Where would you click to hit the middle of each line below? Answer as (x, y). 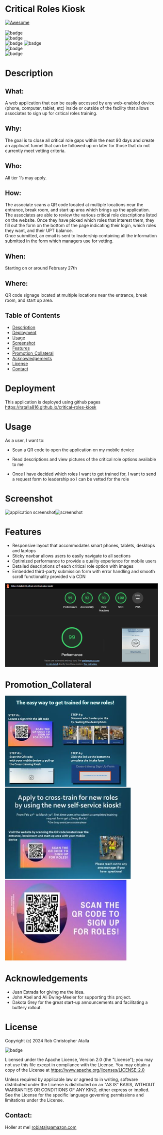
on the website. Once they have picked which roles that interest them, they (80, 220)
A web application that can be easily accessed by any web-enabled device (80, 103)
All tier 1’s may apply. (26, 178)
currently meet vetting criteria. (35, 151)
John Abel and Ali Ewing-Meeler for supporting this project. (72, 997)
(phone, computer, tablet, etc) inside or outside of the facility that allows (77, 108)
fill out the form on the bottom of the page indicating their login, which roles (81, 226)
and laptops (24, 550)
